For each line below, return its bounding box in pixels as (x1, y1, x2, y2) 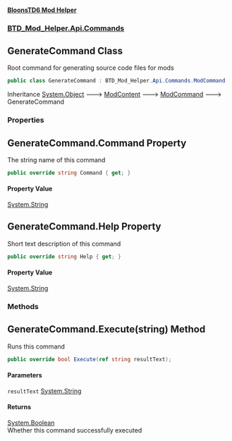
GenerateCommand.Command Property (7, 137, 187, 149)
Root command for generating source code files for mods (7, 64, 174, 72)
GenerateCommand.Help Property (7, 221, 161, 233)
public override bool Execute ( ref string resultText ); (7, 356, 172, 363)
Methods (7, 301, 39, 311)
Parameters (7, 371, 42, 380)
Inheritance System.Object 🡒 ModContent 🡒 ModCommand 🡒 (7, 90, 222, 99)
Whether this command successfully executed (7, 425, 142, 434)
